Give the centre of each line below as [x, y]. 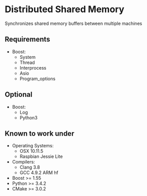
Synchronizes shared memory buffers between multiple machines [73, 23]
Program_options [38, 78]
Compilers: [23, 162]
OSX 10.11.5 [31, 151]
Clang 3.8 [30, 167]
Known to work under [40, 133]
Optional [19, 95]
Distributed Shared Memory [65, 9]
